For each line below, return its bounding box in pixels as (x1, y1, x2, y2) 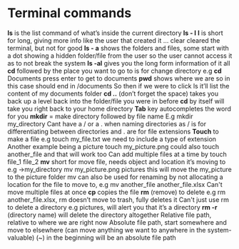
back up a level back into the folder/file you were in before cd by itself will (7, 96, 225, 105)
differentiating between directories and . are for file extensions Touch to (7, 127, 219, 136)
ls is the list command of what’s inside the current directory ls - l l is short (7, 29, 223, 37)
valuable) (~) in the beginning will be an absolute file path (7, 233, 176, 242)
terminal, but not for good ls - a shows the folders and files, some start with (7, 44, 230, 52)
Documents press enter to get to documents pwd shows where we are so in (7, 73, 230, 83)
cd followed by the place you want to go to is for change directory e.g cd (7, 66, 222, 75)
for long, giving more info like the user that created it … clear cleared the (7, 36, 220, 44)
